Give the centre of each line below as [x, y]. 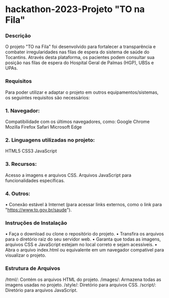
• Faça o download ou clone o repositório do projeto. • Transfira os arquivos [84, 234]
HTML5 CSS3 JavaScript [31, 151]
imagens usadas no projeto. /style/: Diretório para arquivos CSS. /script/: [81, 285]
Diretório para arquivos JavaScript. [42, 290]
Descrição [18, 36]
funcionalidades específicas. [35, 181]
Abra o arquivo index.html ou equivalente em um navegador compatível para [85, 250]
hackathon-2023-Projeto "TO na [75, 9]
